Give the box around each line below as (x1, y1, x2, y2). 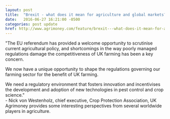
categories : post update (5, 21, 58, 27)
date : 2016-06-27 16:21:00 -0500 (5, 17, 80, 22)
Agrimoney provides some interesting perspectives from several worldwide (5, 103, 162, 109)
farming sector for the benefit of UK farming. (5, 71, 99, 77)
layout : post (5, 7, 33, 13)
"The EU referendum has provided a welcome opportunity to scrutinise (5, 40, 153, 46)
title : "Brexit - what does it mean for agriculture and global (5, 12, 146, 17)
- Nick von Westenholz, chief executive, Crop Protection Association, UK (5, 97, 157, 104)
